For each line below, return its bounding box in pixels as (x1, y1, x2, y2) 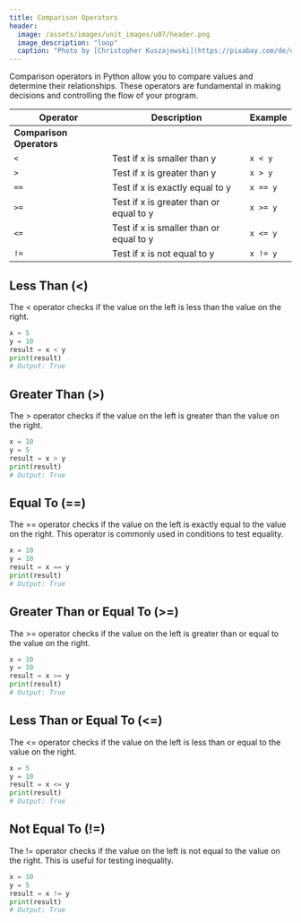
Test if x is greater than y (111, 167, 217, 179)
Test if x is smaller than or (111, 221, 220, 234)
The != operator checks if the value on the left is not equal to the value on (9, 845, 280, 856)
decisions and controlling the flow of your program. (9, 91, 199, 101)
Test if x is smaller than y (111, 152, 217, 165)
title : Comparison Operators (9, 13, 118, 22)
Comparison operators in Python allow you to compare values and (9, 71, 254, 82)
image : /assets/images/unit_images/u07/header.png (17, 30, 211, 39)
